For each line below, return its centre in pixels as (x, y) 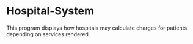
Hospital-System (50, 11)
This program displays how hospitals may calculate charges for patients (97, 28)
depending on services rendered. (48, 34)
